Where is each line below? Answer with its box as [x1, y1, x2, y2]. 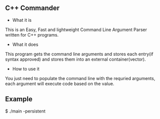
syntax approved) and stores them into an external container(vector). [5, 56, 146, 62]
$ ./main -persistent [5, 108, 46, 114]
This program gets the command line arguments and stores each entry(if [5, 51, 154, 57]
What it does [12, 41, 39, 47]
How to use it [12, 66, 40, 72]
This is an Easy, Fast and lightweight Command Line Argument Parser [5, 27, 147, 33]
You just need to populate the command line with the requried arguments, [5, 75, 156, 81]
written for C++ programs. [5, 32, 59, 38]
